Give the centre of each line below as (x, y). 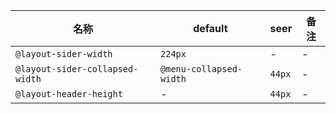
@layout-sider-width (64, 54)
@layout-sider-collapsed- (77, 69)
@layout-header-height (69, 94)
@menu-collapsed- (201, 69)
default (210, 28)
